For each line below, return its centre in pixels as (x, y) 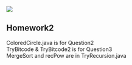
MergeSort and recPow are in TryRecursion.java (66, 55)
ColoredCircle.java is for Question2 (50, 43)
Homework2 (30, 28)
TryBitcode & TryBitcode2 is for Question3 (59, 49)
